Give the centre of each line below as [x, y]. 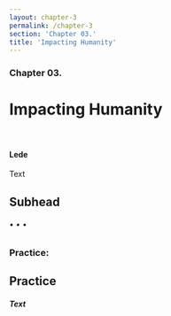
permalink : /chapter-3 [51, 26]
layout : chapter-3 [43, 17]
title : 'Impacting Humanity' [63, 42]
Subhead [35, 201]
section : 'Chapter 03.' [53, 34]
